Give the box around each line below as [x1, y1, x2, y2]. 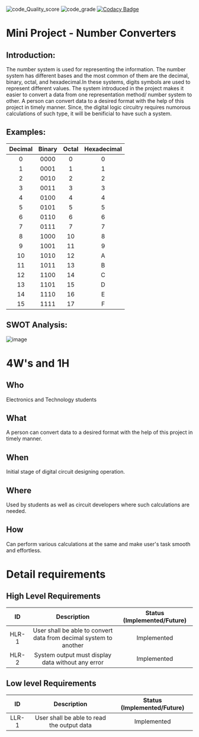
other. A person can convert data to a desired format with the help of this [6, 97, 184, 104]
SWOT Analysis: [6, 320, 68, 330]
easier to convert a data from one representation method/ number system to [6, 91, 192, 98]
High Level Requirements [6, 591, 101, 601]
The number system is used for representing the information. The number [6, 66, 186, 73]
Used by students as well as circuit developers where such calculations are [6, 501, 190, 508]
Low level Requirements [6, 678, 97, 689]
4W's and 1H [6, 357, 70, 370]
